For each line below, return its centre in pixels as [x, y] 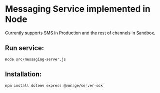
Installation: [24, 74]
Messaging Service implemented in [78, 9]
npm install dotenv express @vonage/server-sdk [54, 85]
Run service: [25, 48]
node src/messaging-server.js [36, 59]
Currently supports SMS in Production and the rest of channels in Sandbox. [80, 33]
